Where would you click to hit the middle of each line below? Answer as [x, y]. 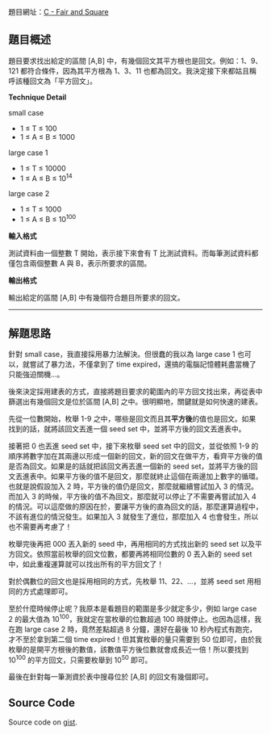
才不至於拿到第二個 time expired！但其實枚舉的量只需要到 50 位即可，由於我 [135, 639]
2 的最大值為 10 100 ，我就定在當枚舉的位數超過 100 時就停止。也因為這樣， [131, 618]
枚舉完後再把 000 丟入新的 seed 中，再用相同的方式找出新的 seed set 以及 [132, 544]
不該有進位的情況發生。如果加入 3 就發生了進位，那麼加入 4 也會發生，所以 [133, 516]
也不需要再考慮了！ [40, 527]
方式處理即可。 [47, 591]
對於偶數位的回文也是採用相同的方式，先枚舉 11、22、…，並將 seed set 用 [131, 581]
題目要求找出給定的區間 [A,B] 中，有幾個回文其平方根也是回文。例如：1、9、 [135, 61]
